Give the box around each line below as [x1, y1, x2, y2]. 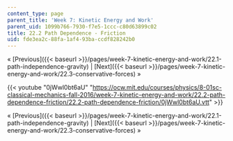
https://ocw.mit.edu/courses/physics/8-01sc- [93, 83, 223, 92]
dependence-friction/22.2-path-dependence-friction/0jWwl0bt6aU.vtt [7, 98, 210, 106]
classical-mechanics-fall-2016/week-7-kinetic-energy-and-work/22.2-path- [7, 91, 226, 99]
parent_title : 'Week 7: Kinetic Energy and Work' [7, 17, 154, 24]
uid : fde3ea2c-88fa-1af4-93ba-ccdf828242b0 [7, 36, 136, 43]
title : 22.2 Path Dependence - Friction [7, 29, 127, 37]
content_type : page [7, 10, 64, 17]
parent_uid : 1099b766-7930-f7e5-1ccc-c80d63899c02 [7, 23, 157, 30]
